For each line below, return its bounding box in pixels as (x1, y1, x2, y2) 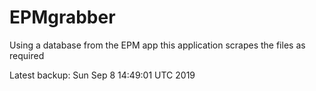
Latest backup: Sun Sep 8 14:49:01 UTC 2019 (9, 69, 196, 81)
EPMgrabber (9, 6, 116, 29)
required (9, 49, 45, 61)
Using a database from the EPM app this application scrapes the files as (9, 39, 306, 51)
